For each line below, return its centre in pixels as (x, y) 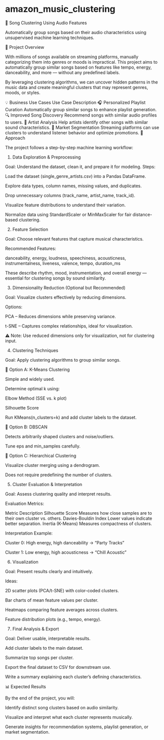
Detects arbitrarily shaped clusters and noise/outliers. (60, 436)
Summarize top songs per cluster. (40, 658)
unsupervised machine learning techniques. (50, 38)
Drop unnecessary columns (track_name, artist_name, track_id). (70, 195)
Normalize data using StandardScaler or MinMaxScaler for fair (68, 214)
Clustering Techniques (35, 350)
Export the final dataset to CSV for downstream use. (58, 667)
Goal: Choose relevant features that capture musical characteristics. (75, 239)
